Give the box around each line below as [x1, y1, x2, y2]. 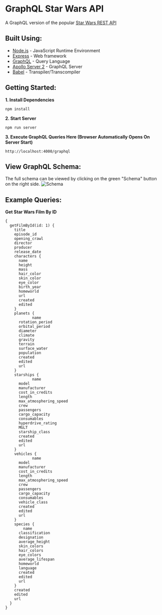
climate [18, 333, 35, 338]
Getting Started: [5, 83, 56, 92]
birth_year [18, 285, 41, 290]
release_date [14, 250, 41, 255]
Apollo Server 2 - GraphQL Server [12, 63, 82, 69]
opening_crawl [14, 236, 43, 241]
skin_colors [18, 544, 43, 549]
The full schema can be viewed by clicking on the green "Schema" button [5, 176, 157, 182]
